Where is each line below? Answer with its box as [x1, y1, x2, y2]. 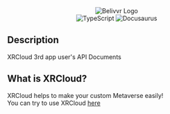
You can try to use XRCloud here [7, 99, 101, 107]
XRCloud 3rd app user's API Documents [7, 52, 121, 61]
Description [7, 34, 59, 46]
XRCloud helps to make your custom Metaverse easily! [7, 91, 164, 99]
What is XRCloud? [7, 73, 87, 85]
